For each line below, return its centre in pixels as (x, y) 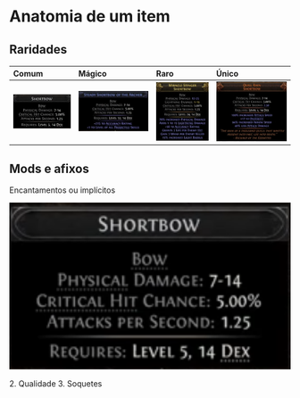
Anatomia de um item (90, 17)
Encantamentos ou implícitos (62, 190)
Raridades (38, 50)
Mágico (92, 73)
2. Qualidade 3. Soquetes (56, 384)
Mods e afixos (49, 168)
